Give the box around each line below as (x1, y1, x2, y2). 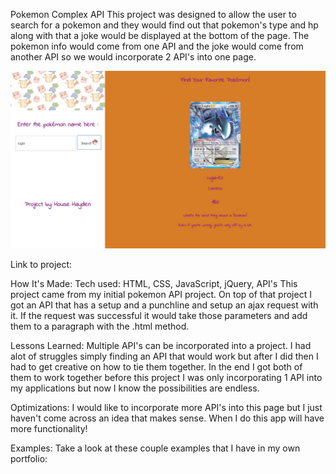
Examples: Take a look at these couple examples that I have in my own (10, 442, 301, 454)
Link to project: (10, 258, 73, 270)
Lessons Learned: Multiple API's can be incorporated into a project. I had (10, 339, 312, 351)
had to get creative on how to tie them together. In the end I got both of (10, 360, 303, 373)
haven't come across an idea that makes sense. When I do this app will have (10, 412, 325, 424)
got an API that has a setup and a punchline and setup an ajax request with (10, 299, 319, 311)
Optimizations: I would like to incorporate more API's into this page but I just (10, 401, 323, 413)
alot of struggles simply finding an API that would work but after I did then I (10, 350, 319, 362)
